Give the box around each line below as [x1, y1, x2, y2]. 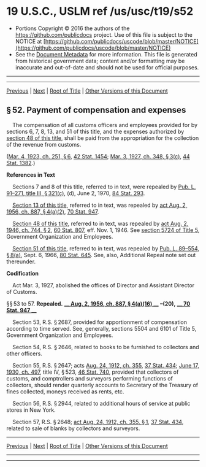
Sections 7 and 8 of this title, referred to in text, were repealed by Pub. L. [12, 183, 196, 190]
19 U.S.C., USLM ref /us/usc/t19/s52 [6, 4, 194, 18]
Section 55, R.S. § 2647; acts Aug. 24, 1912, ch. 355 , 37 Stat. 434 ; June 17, [12, 361, 199, 369]
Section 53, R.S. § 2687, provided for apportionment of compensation [12, 318, 188, 326]
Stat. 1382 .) [6, 159, 36, 166]
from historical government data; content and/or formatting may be [15, 57, 185, 64]
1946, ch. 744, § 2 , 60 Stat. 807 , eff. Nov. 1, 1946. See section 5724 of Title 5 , [6, 226, 200, 234]
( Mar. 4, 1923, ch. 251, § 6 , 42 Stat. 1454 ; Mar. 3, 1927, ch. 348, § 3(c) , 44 [6, 152, 190, 160]
